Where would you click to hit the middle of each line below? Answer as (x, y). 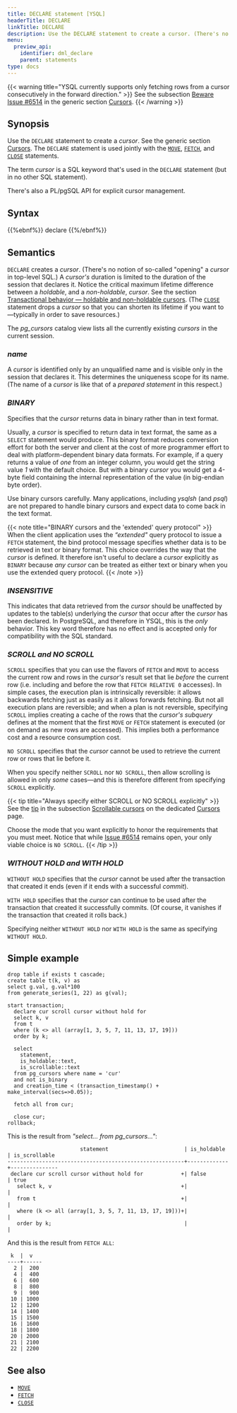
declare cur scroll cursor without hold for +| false (108, 1174)
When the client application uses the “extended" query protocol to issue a (115, 534)
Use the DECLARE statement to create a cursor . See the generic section (109, 141)
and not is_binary (41, 1080)
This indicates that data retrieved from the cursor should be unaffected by (115, 606)
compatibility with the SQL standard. (60, 636)
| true (17, 1180)
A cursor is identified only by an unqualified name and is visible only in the (115, 369)
